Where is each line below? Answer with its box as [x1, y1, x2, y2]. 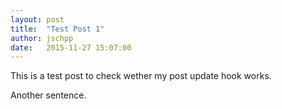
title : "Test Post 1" [10, 24, 105, 34]
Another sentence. [10, 89, 87, 101]
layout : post [10, 14, 65, 25]
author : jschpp [10, 33, 74, 43]
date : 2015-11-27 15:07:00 [10, 42, 132, 53]
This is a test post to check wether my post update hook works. [10, 70, 272, 82]
